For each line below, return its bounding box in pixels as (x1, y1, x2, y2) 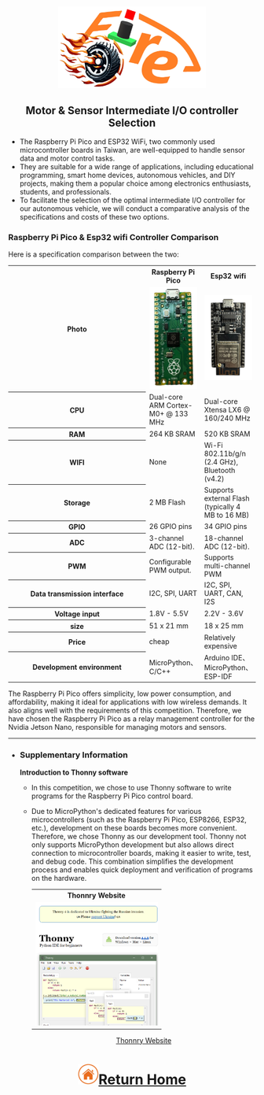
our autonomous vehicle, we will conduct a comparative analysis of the (19, 203, 250, 213)
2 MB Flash (148, 498, 186, 507)
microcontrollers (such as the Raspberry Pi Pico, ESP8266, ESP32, (31, 815, 247, 824)
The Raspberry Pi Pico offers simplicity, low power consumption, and (8, 689, 232, 698)
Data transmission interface (30, 589, 124, 599)
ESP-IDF (203, 671, 233, 681)
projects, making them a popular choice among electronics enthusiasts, (19, 179, 251, 188)
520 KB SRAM (203, 429, 251, 438)
